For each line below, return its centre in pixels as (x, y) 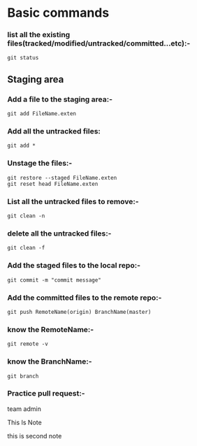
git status (23, 58)
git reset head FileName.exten (53, 184)
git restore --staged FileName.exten (62, 178)
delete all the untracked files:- (59, 233)
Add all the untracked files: (54, 131)
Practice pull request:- (46, 394)
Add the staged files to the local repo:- (74, 266)
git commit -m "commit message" (54, 280)
